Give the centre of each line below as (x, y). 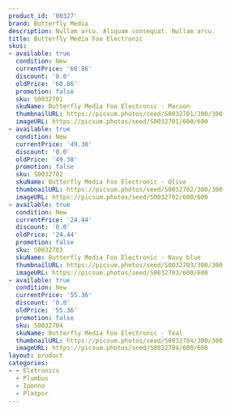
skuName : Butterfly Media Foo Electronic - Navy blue (108, 257)
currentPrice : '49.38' (54, 144)
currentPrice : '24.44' (54, 220)
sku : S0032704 (39, 326)
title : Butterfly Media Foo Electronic (76, 39)
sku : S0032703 (39, 250)
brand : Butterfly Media (49, 24)
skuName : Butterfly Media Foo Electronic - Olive (101, 182)
